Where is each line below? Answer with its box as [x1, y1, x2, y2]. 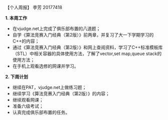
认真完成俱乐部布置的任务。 [12, 109, 70, 115]
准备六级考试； [12, 103, 44, 109]
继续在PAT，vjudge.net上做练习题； [12, 84, 87, 90]
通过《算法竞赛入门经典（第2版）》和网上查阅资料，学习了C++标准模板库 [12, 44, 163, 50]
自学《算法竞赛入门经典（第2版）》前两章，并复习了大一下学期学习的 [12, 32, 154, 37]
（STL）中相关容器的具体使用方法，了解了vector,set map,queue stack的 [12, 50, 162, 56]
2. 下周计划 [5, 74, 29, 79]
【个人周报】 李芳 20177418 [5, 4, 63, 10]
